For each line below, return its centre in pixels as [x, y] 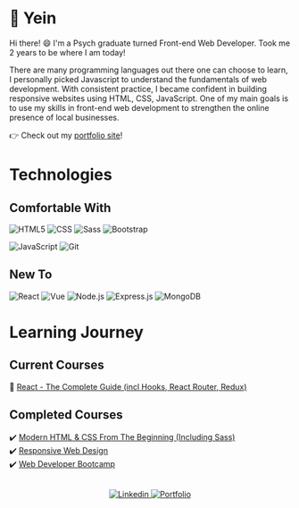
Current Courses [57, 365]
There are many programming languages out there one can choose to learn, [149, 70]
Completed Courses [66, 415]
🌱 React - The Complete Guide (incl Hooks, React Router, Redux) [128, 386]
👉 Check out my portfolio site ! [66, 135]
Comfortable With [60, 208]
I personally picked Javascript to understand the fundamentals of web [138, 79]
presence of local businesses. [64, 117]
